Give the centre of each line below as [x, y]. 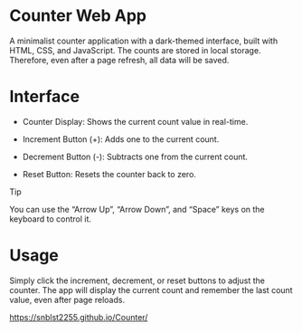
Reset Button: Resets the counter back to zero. [109, 174]
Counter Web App [78, 16]
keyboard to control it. [51, 219]
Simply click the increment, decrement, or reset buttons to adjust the [137, 280]
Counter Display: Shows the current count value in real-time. [135, 121]
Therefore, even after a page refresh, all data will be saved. [119, 60]
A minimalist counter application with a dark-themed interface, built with [144, 41]
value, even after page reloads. [67, 299]
